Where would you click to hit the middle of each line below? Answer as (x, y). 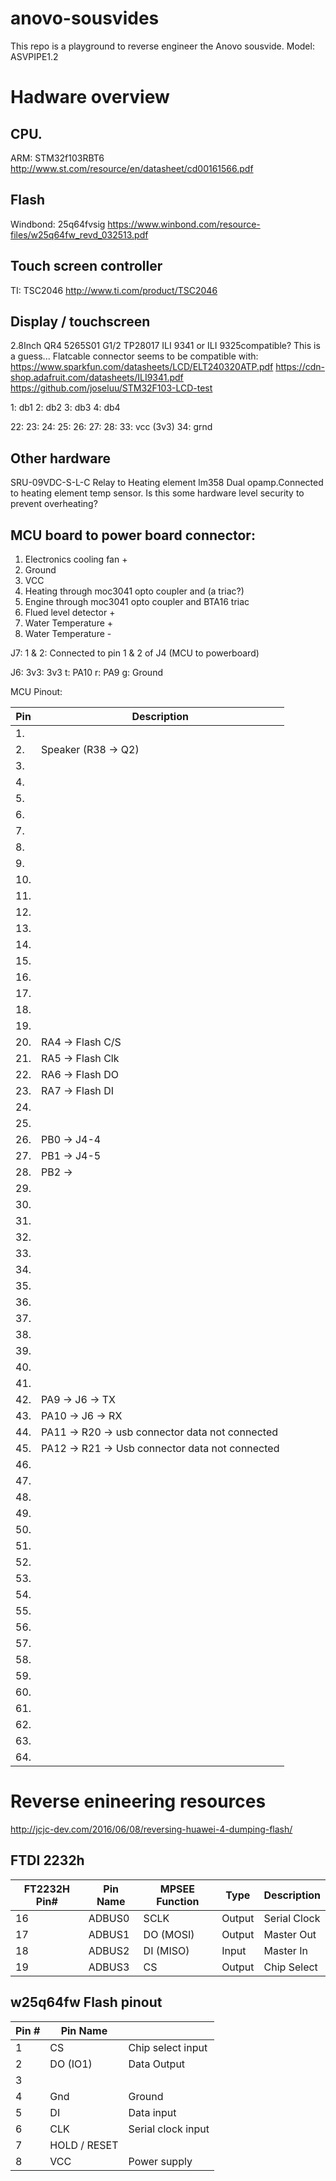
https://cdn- (300, 367)
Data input (152, 2112)
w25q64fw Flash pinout (86, 2002)
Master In (285, 1950)
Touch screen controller (86, 266)
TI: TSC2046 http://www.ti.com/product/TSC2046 (114, 290)
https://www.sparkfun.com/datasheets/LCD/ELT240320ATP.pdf (142, 367)
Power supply (160, 2161)
